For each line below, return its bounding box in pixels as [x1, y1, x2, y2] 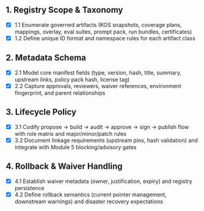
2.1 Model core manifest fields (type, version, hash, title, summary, [14, 68, 181, 76]
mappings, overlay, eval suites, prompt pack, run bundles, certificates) [14, 28, 192, 35]
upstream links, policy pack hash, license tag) [14, 76, 130, 83]
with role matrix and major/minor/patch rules [14, 130, 126, 137]
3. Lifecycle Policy [5, 107, 77, 117]
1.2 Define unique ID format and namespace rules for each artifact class [14, 34, 196, 42]
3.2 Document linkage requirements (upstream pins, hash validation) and [14, 136, 198, 144]
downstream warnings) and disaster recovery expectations [14, 198, 163, 205]
